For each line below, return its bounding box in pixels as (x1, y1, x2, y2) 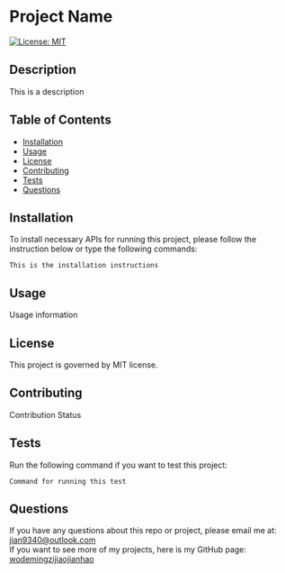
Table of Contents (9, 113, 112, 128)
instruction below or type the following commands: (9, 243, 198, 254)
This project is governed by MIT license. (9, 359, 159, 370)
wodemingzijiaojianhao (9, 554, 94, 565)
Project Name (9, 6, 113, 27)
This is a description (9, 86, 85, 96)
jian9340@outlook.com (9, 534, 96, 546)
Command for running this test (9, 477, 127, 486)
